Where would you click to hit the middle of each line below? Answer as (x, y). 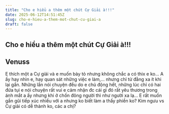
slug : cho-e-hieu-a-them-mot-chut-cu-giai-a (53, 19)
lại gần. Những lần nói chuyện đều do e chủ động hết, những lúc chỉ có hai (83, 85)
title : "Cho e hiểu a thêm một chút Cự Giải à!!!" (60, 10)
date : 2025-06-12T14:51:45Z (35, 15)
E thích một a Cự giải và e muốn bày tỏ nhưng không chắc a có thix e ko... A (84, 74)
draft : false (19, 24)
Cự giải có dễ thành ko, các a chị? (41, 106)
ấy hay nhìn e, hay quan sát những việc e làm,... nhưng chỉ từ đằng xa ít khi (83, 80)
